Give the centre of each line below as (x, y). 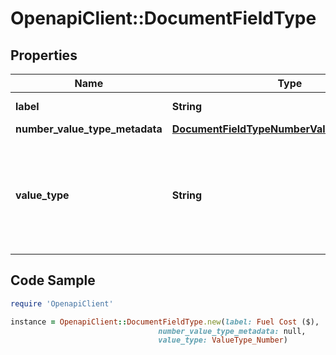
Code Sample (53, 280)
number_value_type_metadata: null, (232, 331)
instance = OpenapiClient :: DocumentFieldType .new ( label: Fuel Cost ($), (165, 322)
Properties (44, 55)
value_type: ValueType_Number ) (223, 340)
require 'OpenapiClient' (62, 303)
